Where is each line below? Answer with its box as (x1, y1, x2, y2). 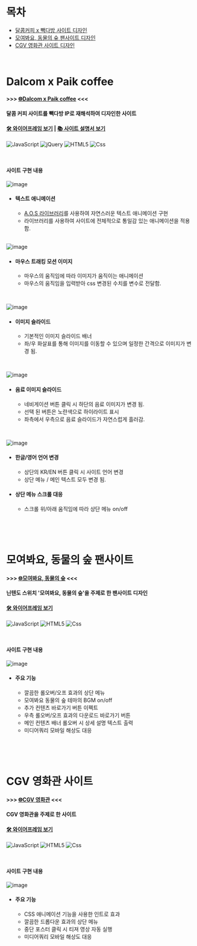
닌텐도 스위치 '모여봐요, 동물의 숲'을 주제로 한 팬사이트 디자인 (6, 589, 148, 597)
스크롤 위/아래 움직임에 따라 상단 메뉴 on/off (23, 505, 128, 512)
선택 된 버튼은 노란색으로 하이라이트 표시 (23, 408, 119, 415)
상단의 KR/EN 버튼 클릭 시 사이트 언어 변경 (23, 468, 124, 475)
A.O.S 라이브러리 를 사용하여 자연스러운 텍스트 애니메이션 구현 (23, 209, 169, 217)
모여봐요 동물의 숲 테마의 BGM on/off (23, 697, 113, 704)
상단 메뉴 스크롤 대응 (14, 490, 63, 498)
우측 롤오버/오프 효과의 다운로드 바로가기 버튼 (23, 712, 131, 719)
